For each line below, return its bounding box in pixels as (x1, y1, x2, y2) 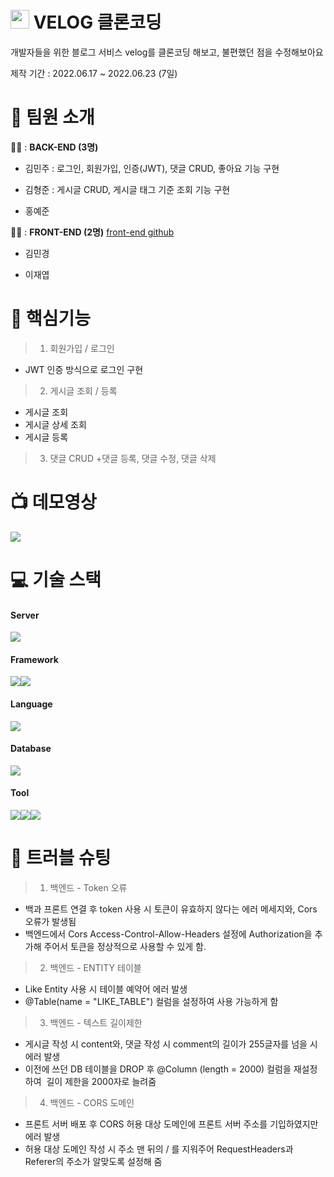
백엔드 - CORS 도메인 (49, 1096, 135, 1108)
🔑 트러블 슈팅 (10, 847, 112, 870)
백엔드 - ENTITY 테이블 (49, 961, 142, 973)
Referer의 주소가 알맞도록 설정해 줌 (24, 1155, 163, 1167)
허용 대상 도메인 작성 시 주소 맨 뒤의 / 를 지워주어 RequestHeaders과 (24, 1143, 294, 1155)
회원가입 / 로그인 (49, 342, 115, 354)
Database (10, 743, 52, 755)
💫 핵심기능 (10, 308, 92, 330)
